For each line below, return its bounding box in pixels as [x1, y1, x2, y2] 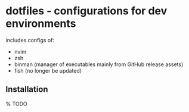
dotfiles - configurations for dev [5, 4, 168, 18]
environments [5, 17, 76, 30]
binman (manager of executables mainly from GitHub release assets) [14, 61, 184, 68]
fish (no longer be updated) [14, 67, 82, 74]
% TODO [5, 100, 27, 107]
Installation [5, 85, 48, 95]
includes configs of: [5, 36, 55, 43]
